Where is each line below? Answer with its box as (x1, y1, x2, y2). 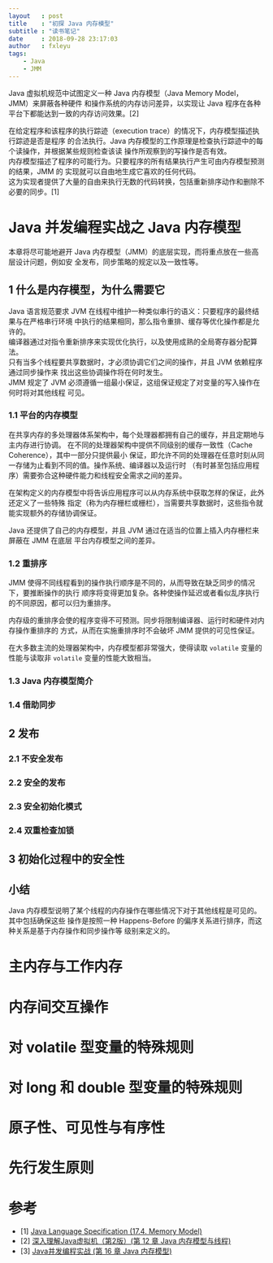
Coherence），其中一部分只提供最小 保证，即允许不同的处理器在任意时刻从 (8, 450, 258, 459)
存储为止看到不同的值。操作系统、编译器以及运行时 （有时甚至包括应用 (15, 460, 253, 470)
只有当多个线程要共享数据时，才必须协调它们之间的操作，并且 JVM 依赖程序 (8, 357, 263, 367)
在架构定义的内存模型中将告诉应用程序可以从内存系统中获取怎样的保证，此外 (8, 487, 265, 497)
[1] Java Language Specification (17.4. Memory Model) (19, 1226, 203, 1236)
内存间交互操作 (8, 998, 109, 1017)
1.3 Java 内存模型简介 (8, 676, 93, 687)
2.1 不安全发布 (8, 753, 63, 764)
